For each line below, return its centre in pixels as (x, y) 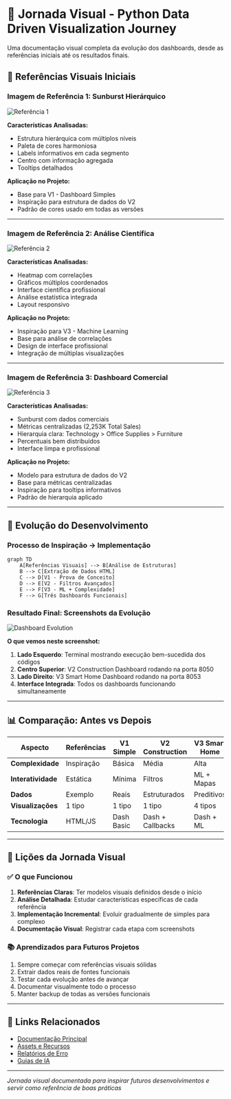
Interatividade (34, 779)
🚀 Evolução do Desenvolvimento (78, 525)
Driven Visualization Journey (92, 29)
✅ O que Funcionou (40, 877)
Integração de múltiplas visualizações (70, 353)
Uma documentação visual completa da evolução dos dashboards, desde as (115, 48)
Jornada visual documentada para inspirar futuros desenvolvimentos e (108, 1080)
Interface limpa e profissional (58, 448)
